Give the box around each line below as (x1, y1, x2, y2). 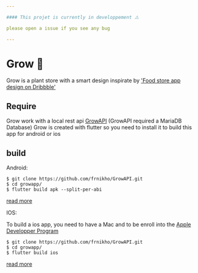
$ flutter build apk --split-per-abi (6, 186, 102, 193)
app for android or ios (6, 130, 61, 138)
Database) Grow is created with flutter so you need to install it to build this (6, 124, 192, 131)
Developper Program (6, 227, 59, 235)
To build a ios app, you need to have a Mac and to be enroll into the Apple (6, 221, 191, 229)
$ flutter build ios (6, 250, 59, 256)
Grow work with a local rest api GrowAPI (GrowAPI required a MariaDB (6, 117, 182, 125)
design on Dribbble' (6, 83, 56, 91)
